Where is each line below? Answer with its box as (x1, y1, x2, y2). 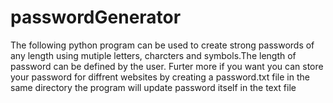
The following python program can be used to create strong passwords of (10, 39, 315, 51)
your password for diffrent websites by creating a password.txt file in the (10, 71, 310, 83)
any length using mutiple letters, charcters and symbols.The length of (10, 49, 297, 61)
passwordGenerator (10, 6, 182, 29)
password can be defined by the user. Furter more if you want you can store (10, 60, 324, 72)
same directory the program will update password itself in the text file (10, 81, 297, 93)
